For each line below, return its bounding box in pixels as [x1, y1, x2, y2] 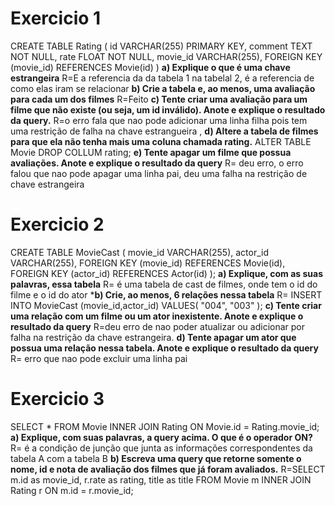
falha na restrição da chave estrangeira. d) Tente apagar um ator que [10, 331, 297, 343]
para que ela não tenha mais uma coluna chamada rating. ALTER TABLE [10, 135, 312, 147]
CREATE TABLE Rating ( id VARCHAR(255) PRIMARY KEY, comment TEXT [10, 40, 313, 52]
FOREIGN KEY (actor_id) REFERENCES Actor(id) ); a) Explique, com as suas [10, 267, 324, 279]
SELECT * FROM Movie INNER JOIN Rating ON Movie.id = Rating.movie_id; [10, 420, 320, 432]
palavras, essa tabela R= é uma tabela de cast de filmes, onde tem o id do [10, 278, 318, 290]
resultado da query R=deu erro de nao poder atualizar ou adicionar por [10, 320, 305, 332]
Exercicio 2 [10, 213, 105, 236]
